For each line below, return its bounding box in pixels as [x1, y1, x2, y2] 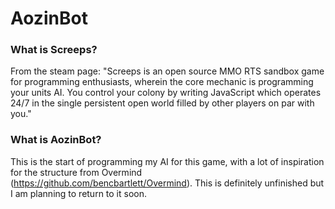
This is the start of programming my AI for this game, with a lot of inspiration [10, 155, 325, 167]
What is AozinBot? [10, 133, 102, 147]
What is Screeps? [10, 43, 98, 57]
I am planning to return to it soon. [10, 187, 148, 199]
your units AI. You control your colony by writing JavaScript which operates [10, 87, 322, 99]
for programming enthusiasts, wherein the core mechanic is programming [10, 76, 314, 88]
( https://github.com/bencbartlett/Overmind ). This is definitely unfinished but [10, 177, 325, 189]
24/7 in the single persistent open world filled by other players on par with [10, 97, 315, 109]
